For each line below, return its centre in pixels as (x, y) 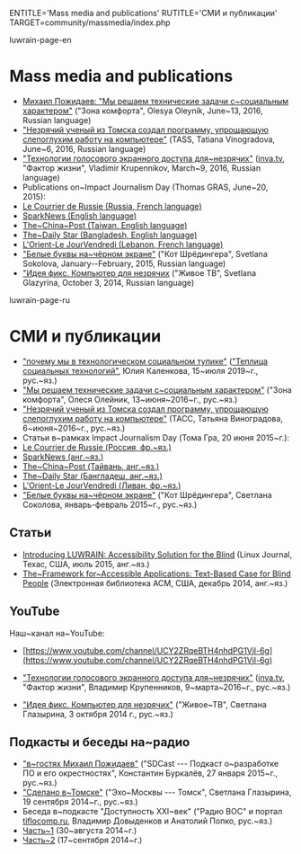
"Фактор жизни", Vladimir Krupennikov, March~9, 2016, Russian (142, 168)
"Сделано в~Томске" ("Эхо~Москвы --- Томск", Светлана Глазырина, (157, 792)
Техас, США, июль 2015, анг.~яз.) (86, 564)
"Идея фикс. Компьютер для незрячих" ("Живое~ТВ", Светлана (144, 704)
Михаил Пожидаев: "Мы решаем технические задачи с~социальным (155, 101)
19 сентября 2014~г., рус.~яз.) (80, 802)
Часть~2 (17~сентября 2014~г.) (82, 841)
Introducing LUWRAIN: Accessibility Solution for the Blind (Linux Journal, (157, 554)
